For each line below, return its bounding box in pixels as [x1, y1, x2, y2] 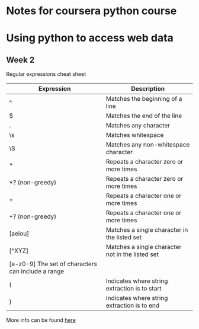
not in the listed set [105, 250, 159, 258]
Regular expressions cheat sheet [6, 71, 86, 78]
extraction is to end [105, 301, 160, 309]
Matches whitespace [105, 131, 164, 139]
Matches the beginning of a [105, 95, 182, 103]
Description [131, 85, 165, 93]
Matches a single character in [105, 226, 188, 234]
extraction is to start [105, 285, 162, 293]
